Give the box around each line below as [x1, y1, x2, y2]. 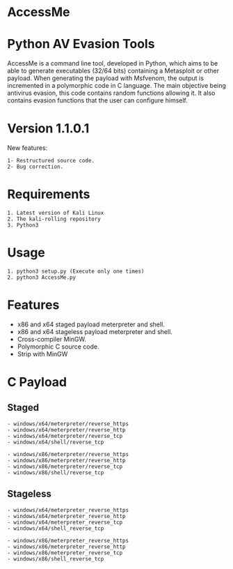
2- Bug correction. [7, 163, 64, 171]
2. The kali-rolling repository [7, 215, 101, 222]
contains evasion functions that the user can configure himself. [7, 96, 188, 105]
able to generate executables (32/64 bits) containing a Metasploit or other [7, 67, 220, 75]
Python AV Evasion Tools [7, 36, 155, 52]
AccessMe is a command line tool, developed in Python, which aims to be [7, 59, 218, 68]
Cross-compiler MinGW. [17, 335, 87, 343]
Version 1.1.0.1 [7, 121, 90, 137]
